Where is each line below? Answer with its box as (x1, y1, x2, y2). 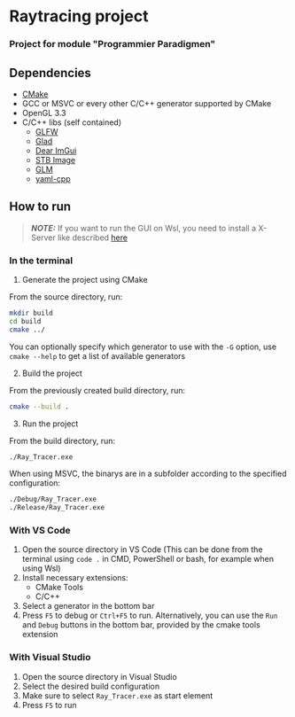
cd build (9, 316, 42, 325)
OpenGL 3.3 (21, 107, 66, 118)
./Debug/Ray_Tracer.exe (9, 495, 97, 504)
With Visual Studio (9, 651, 91, 664)
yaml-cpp (35, 173, 71, 183)
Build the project (21, 368, 82, 378)
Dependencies (9, 65, 91, 81)
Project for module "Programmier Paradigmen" (9, 38, 216, 51)
